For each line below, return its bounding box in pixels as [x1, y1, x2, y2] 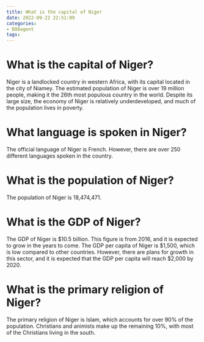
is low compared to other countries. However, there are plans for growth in [6, 248, 194, 255]
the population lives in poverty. [6, 104, 84, 112]
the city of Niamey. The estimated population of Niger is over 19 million [6, 85, 184, 92]
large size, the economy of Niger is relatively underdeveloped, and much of [6, 98, 196, 105]
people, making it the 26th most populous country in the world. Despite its [6, 91, 193, 98]
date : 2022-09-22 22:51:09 [6, 15, 75, 21]
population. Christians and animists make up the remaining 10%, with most [6, 322, 194, 330]
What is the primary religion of [6, 283, 164, 297]
